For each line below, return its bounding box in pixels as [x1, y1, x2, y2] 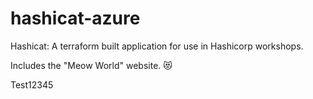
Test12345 [10, 78, 54, 91]
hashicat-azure [10, 7, 141, 30]
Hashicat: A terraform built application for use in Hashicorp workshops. [10, 40, 304, 52]
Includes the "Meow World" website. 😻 [10, 59, 173, 71]
